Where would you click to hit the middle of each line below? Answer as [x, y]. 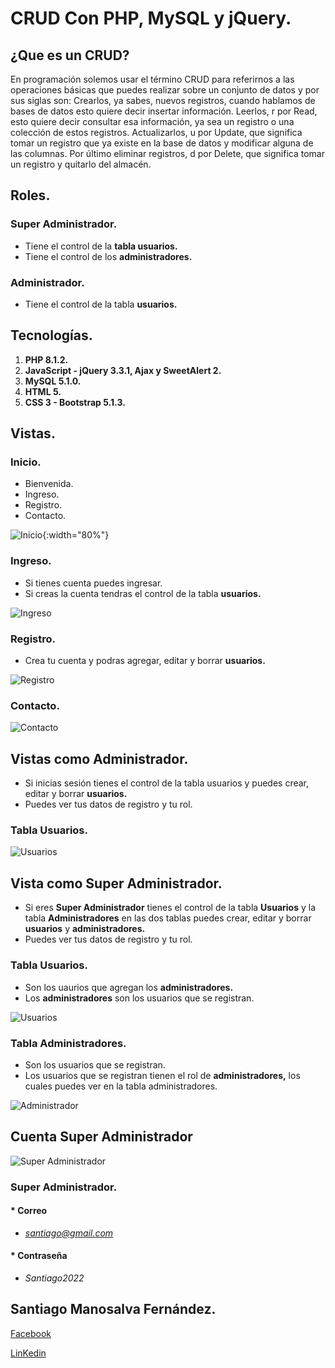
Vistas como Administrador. [99, 758]
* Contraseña [39, 1256]
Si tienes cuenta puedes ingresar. [93, 583]
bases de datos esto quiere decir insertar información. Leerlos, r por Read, [164, 111]
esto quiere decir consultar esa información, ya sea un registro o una [152, 121]
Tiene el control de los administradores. [108, 256]
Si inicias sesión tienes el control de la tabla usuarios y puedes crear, [167, 783]
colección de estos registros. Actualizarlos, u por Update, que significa [156, 132]
